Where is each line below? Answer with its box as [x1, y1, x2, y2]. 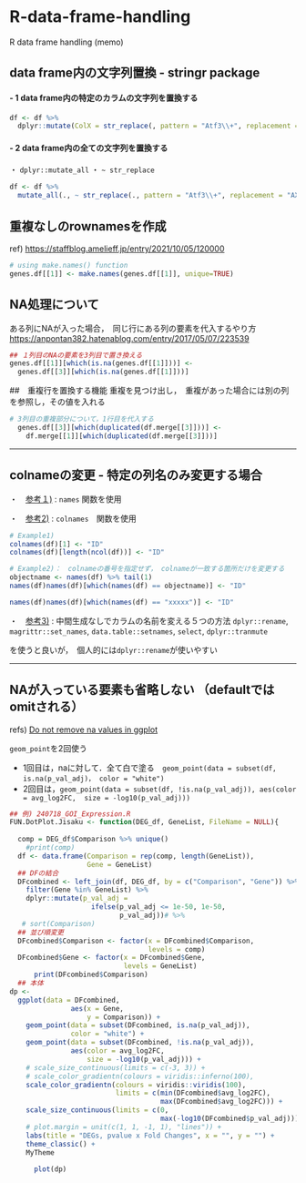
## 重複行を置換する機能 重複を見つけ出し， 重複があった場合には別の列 [9, 385, 290, 396]
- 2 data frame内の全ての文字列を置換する [9, 142, 168, 153]
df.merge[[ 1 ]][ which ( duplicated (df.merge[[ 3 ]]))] [25, 431, 219, 441]
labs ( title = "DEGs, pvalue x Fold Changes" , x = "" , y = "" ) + [25, 1131, 275, 1140]
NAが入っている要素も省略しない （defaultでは [9, 682, 275, 698]
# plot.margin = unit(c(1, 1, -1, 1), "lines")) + [25, 1122, 222, 1131]
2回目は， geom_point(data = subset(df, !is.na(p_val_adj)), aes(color [22, 783, 297, 794]
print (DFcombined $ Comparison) [33, 970, 148, 980]
